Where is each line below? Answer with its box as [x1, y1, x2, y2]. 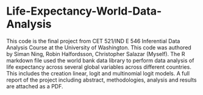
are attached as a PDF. [6, 82, 63, 90]
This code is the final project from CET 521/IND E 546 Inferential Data [6, 37, 180, 44]
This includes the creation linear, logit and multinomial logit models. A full [6, 69, 190, 77]
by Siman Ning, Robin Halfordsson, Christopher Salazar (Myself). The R [6, 50, 185, 57]
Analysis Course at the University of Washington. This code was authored [6, 44, 192, 51]
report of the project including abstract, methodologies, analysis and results [6, 76, 197, 83]
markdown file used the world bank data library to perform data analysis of [6, 57, 194, 64]
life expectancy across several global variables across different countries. [6, 63, 192, 71]
